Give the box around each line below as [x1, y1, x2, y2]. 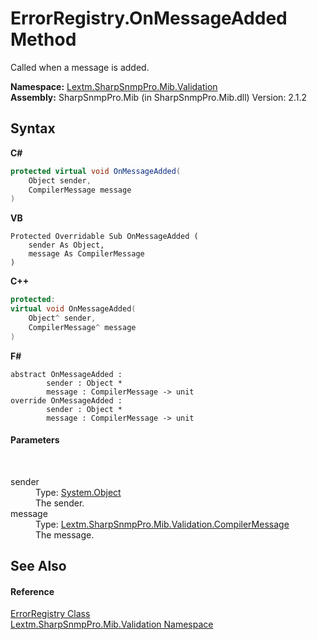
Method [10, 28, 77, 51]
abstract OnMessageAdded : [10, 369, 123, 379]
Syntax [10, 120, 56, 137]
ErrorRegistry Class [10, 608, 91, 620]
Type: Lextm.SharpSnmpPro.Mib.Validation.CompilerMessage [35, 518, 290, 530]
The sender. [35, 497, 85, 509]
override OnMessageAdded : [10, 395, 123, 406]
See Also [10, 558, 67, 575]
